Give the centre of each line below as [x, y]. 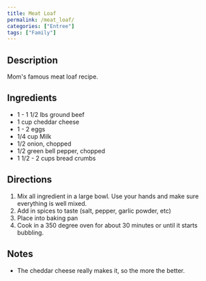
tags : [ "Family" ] [32, 32]
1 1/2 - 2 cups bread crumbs [56, 158]
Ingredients [32, 98]
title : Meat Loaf [32, 13]
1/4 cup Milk [34, 136]
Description [32, 60]
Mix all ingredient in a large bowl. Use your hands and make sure [108, 196]
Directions [30, 179]
